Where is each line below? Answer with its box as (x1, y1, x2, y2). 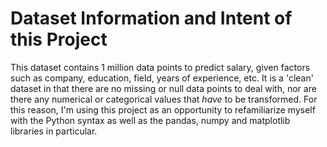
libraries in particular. (10, 125, 98, 137)
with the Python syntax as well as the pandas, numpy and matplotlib (10, 114, 291, 126)
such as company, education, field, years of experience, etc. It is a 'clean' (10, 72, 314, 84)
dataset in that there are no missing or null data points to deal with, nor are (10, 82, 317, 94)
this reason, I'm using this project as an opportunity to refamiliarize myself (10, 103, 316, 116)
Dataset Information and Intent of (10, 7, 293, 30)
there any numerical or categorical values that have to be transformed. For (10, 93, 318, 105)
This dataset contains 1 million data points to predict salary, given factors (10, 61, 311, 73)
